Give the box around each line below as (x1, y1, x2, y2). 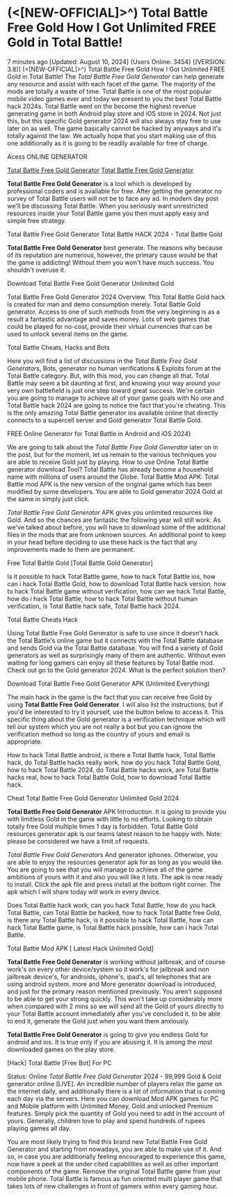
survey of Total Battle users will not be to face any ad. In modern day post (7, 194, 219, 203)
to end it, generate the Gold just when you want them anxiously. (7, 1017, 190, 1025)
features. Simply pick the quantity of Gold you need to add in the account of (7, 1109, 225, 1118)
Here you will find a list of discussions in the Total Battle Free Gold (7, 357, 198, 365)
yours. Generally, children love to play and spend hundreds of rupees (7, 1116, 205, 1125)
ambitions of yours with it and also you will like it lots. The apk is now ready (7, 872, 223, 881)
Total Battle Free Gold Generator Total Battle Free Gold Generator (7, 166, 193, 174)
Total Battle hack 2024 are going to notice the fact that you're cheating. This (7, 401, 226, 409)
